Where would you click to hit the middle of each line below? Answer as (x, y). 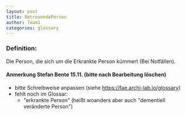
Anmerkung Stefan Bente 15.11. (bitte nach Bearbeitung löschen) (86, 75)
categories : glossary (33, 28)
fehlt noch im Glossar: (41, 94)
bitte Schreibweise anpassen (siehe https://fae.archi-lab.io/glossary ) (97, 87)
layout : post (22, 11)
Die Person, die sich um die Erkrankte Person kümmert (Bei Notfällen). (91, 61)
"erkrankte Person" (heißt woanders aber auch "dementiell (94, 100)
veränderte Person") (48, 106)
